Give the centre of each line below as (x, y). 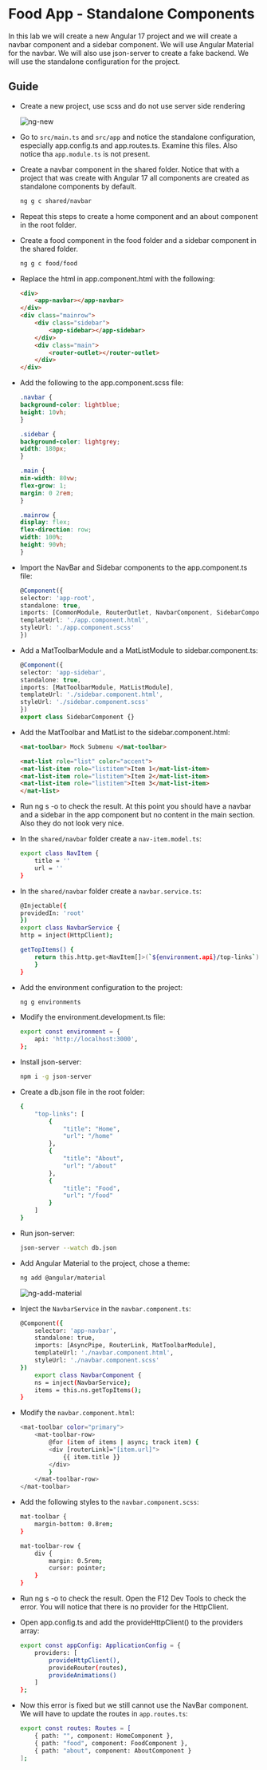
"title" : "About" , (93, 1159)
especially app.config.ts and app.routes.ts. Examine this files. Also (128, 145)
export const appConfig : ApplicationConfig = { (100, 1645)
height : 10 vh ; (43, 412)
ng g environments (50, 1002)
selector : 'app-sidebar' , (63, 672)
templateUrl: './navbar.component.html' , (104, 1353)
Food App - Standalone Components (132, 14)
